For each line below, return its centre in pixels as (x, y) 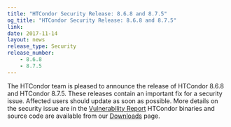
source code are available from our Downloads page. (84, 116)
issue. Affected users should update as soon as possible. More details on (113, 101)
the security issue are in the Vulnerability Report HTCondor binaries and (111, 108)
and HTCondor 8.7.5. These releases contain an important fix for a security (115, 93)
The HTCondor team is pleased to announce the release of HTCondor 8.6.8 (115, 86)
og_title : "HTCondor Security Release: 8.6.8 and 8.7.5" (92, 20)
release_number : (31, 53)
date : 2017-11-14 (33, 33)
